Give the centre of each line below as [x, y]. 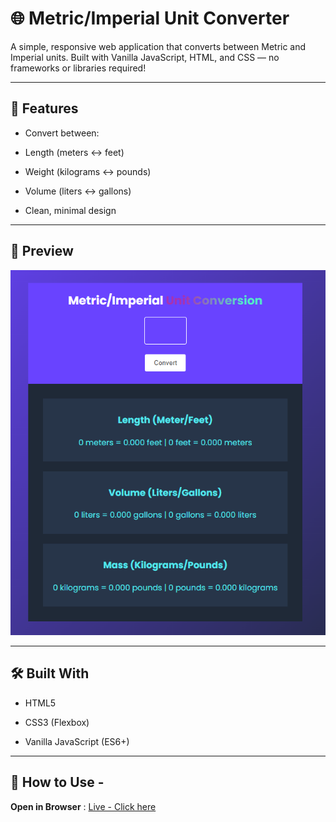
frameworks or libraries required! [78, 68]
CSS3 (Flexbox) [57, 722]
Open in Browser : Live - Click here [83, 806]
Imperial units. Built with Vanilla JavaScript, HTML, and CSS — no [145, 57]
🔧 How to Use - [57, 782]
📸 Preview [42, 251]
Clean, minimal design [70, 210]
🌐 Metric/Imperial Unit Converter [150, 18]
